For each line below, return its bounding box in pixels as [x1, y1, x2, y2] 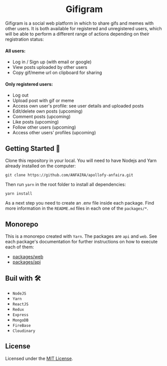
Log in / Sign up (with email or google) [12, 59, 92, 65]
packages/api [12, 259, 41, 265]
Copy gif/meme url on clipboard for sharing [12, 69, 102, 76]
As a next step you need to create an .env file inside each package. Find [5, 200, 154, 206]
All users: [5, 48, 26, 54]
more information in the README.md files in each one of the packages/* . [5, 205, 149, 212]
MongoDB [12, 318, 29, 323]
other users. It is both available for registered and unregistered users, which [5, 25, 162, 31]
